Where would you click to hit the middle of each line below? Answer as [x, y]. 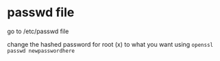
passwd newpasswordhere [41, 51]
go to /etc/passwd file [38, 31]
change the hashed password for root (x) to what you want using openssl [110, 44]
